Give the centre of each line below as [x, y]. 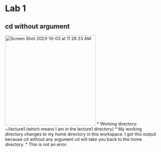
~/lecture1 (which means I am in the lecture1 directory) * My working [73, 129]
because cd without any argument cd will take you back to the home [73, 139]
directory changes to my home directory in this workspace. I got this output [81, 134]
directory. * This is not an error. [36, 144]
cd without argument [37, 26]
